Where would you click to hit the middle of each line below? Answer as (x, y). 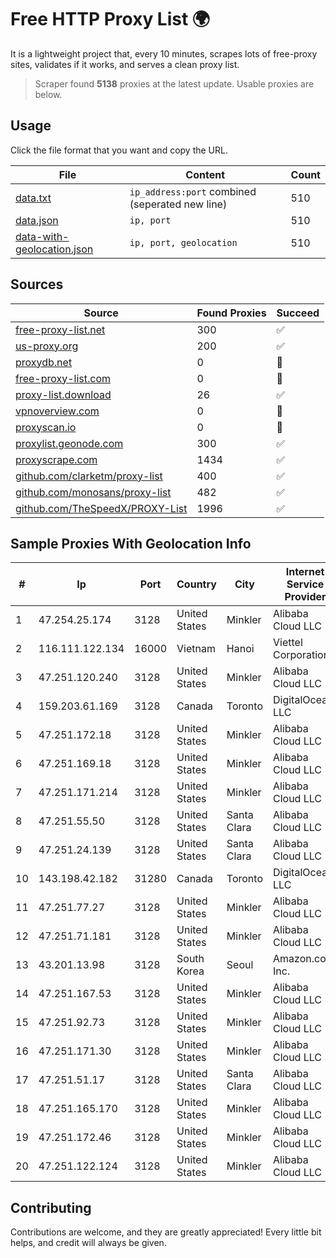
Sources (37, 284)
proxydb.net (44, 362)
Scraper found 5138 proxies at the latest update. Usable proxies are (174, 83)
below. (48, 94)
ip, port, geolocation (183, 242)
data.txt (33, 198)
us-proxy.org (47, 346)
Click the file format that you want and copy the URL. (119, 150)
